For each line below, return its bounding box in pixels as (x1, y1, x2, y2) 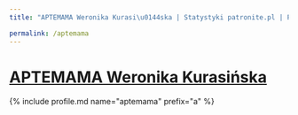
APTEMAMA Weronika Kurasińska (9, 67, 268, 87)
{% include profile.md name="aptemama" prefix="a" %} (9, 96, 216, 107)
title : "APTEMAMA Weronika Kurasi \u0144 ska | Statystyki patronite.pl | (9, 12, 284, 22)
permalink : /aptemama (9, 28, 90, 38)
